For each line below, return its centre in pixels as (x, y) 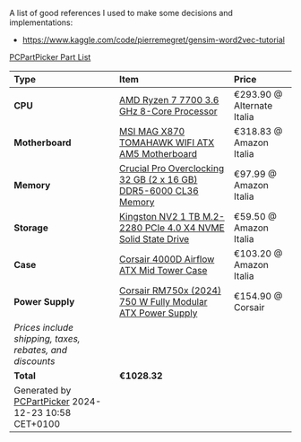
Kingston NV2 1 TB (160, 217)
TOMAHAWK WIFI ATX (167, 143)
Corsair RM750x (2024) (171, 290)
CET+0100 (37, 424)
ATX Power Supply (159, 313)
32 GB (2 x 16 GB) (159, 180)
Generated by (43, 390)
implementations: (41, 22)
